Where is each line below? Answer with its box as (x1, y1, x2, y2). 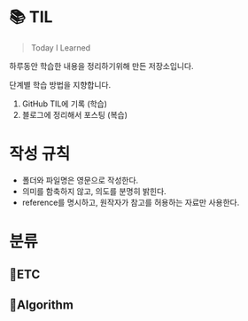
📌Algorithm (9, 297, 74, 312)
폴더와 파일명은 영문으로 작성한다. (21, 175, 139, 185)
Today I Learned (30, 42, 91, 53)
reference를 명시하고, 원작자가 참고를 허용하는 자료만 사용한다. (21, 197, 240, 207)
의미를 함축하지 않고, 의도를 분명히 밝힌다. (21, 185, 167, 196)
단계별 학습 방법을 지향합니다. (9, 79, 112, 90)
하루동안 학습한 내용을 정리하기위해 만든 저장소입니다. (9, 60, 194, 71)
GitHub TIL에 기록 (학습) (21, 98, 108, 109)
